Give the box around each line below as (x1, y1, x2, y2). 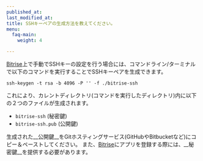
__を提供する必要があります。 (17, 148, 92, 155)
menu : (6, 26, 20, 32)
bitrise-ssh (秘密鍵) (15, 113, 67, 119)
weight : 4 (17, 37, 43, 43)
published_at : (6, 9, 43, 15)
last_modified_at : (6, 15, 53, 21)
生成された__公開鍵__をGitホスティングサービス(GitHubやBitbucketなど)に (6, 133, 191, 140)
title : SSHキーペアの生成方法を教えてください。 (6, 20, 116, 26)
